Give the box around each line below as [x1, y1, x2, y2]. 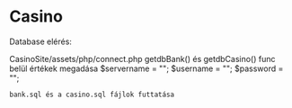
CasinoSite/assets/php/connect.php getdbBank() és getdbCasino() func [9, 53, 276, 64]
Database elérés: [9, 36, 72, 47]
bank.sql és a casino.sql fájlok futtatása [9, 90, 175, 99]
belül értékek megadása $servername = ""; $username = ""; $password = [9, 63, 284, 74]
